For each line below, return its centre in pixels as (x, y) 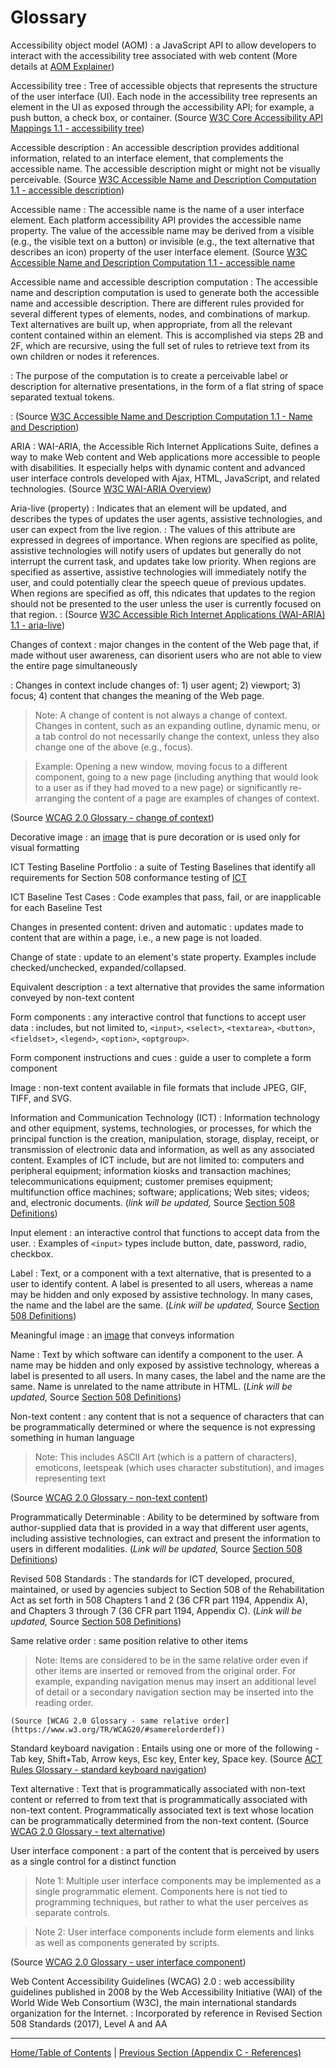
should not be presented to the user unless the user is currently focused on (166, 603)
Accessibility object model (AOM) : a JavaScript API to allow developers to (163, 45)
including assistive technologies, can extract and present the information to (165, 1538)
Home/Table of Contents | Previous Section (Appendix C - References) (156, 2052)
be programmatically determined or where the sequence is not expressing (163, 1427)
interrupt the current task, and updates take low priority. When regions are (163, 561)
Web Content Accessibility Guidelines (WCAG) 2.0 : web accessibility (152, 1981)
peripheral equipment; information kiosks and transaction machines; (151, 1170)
